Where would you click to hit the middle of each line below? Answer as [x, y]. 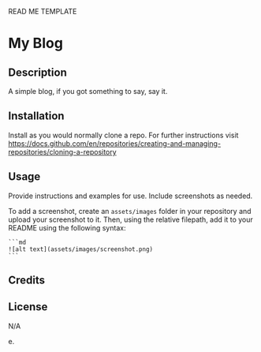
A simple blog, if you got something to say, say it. [88, 91]
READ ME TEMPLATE [43, 11]
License [28, 307]
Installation [36, 116]
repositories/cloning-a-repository [62, 152]
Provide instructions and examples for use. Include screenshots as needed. [130, 196]
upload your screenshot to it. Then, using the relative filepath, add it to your [131, 219]
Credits [27, 281]
